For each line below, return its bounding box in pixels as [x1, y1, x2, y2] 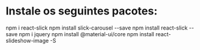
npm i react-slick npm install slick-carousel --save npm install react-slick [5, 24, 188, 31]
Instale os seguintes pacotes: [5, 4, 157, 18]
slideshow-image [5, 37, 49, 44]
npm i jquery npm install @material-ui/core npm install [18, 30, 154, 37]
